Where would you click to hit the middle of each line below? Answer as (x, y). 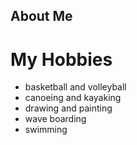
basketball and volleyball (75, 87)
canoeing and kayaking (73, 98)
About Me (41, 16)
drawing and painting (68, 108)
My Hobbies (61, 59)
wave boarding (55, 119)
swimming (46, 130)
